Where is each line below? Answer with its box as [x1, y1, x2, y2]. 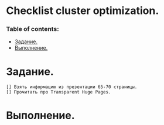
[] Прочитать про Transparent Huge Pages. [6, 89, 111, 95]
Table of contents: [6, 25, 60, 33]
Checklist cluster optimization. [6, 4, 159, 18]
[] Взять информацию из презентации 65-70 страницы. [6, 84, 138, 90]
